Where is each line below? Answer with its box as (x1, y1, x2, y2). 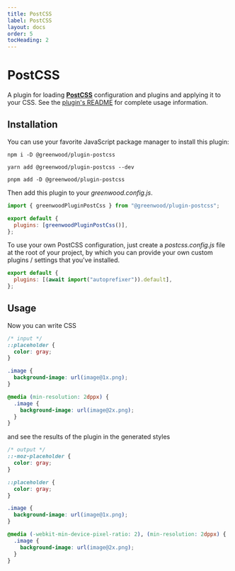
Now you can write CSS (7, 321, 76, 329)
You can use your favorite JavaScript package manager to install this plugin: (7, 137, 229, 146)
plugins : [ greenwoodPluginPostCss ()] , (13, 221, 129, 229)
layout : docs (7, 23, 46, 30)
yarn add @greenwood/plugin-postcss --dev (7, 164, 134, 171)
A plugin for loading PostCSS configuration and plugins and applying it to (7, 91, 222, 99)
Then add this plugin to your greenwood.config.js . (7, 188, 154, 197)
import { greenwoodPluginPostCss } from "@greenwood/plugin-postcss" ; (7, 202, 220, 209)
